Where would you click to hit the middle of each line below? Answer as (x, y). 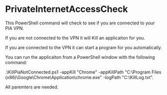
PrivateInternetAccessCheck (67, 9)
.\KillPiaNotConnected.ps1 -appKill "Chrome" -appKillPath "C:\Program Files (83, 72)
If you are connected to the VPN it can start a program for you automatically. (83, 47)
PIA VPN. (14, 28)
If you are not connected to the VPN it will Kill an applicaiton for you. (75, 38)
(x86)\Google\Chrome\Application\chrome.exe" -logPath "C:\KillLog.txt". (79, 77)
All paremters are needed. (32, 87)
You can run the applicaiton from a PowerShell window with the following (80, 57)
